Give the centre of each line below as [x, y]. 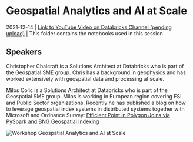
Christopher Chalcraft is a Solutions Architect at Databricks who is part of [95, 66]
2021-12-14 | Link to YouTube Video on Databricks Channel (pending [89, 27]
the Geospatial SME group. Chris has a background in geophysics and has [96, 72]
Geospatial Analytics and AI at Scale [96, 11]
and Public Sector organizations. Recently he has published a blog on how [96, 103]
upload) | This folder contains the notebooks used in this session [85, 33]
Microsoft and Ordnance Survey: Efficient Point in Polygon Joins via [88, 115]
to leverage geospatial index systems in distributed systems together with [96, 109]
